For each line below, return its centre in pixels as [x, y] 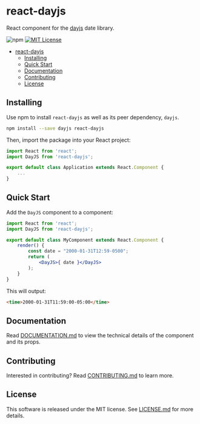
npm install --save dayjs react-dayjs [55, 128]
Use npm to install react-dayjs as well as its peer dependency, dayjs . [93, 117]
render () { [31, 246]
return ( [39, 257]
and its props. [23, 342]
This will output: [26, 291]
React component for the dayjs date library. [60, 28]
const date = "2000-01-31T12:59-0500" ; [78, 251]
